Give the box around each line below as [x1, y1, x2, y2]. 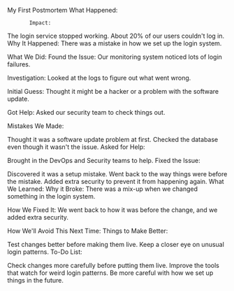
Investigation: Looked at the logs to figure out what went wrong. [7, 73, 191, 82]
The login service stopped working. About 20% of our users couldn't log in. [7, 31, 225, 40]
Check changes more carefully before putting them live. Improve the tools [7, 262, 220, 269]
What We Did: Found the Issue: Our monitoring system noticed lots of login [7, 52, 222, 61]
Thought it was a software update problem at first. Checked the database [7, 136, 219, 143]
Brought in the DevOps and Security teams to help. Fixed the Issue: [7, 157, 200, 164]
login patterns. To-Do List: [7, 248, 82, 256]
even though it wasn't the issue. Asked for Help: [7, 143, 145, 151]
